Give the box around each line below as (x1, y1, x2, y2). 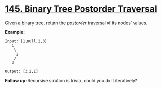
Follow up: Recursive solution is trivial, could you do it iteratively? (5, 77, 137, 83)
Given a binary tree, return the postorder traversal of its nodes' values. (5, 20, 148, 26)
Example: (5, 29, 25, 35)
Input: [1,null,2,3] (5, 38, 48, 44)
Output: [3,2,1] (5, 69, 38, 74)
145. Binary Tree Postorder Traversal (5, 3, 157, 15)
